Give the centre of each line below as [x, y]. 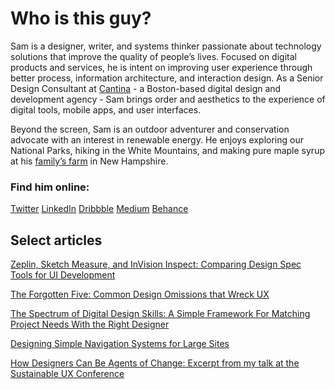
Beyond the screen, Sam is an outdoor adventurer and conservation [150, 129]
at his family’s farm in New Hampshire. [89, 161]
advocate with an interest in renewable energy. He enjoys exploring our [157, 139]
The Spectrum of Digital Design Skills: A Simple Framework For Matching [160, 314]
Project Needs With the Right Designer [90, 324]
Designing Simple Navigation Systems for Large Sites [120, 344]
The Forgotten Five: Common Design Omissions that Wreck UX [140, 294]
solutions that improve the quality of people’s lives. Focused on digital [153, 56]
